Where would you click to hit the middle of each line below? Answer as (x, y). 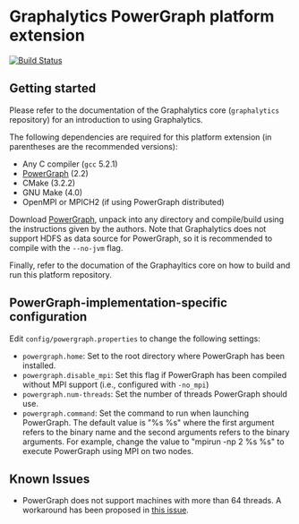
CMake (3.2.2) (49, 183)
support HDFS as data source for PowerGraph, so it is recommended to (141, 238)
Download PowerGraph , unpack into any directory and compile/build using (147, 219)
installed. (39, 365)
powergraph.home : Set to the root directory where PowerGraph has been (153, 356)
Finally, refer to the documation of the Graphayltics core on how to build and (150, 265)
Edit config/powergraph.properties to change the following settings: (135, 339)
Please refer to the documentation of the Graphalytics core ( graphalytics (145, 110)
